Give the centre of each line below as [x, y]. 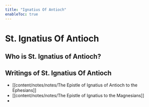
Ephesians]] [24, 90]
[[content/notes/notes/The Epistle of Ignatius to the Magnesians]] [78, 95]
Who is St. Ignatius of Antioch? [53, 57]
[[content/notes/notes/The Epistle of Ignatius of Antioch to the [75, 85]
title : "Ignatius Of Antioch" [36, 10]
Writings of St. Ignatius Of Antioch [58, 73]
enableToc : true [21, 14]
